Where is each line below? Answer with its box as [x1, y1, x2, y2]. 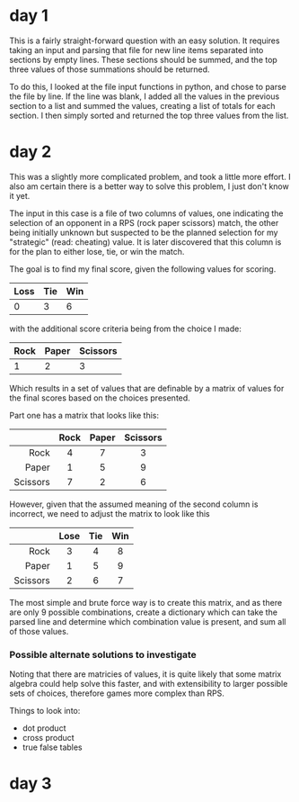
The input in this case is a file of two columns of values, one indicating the [9, 208, 284, 219]
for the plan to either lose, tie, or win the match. [9, 246, 185, 257]
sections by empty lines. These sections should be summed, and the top [9, 54, 278, 65]
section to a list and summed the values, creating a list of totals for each [9, 100, 276, 111]
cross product [22, 733, 75, 743]
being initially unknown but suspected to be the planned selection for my [9, 227, 278, 238]
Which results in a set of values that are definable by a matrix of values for [9, 383, 285, 393]
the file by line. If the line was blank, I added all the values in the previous [9, 91, 280, 102]
